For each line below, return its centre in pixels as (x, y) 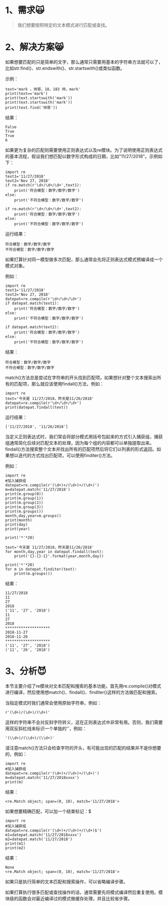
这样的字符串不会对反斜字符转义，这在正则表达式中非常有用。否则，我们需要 (84, 722)
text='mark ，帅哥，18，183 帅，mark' (43, 89)
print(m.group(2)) (24, 502)
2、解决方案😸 (34, 47)
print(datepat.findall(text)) (37, 407)
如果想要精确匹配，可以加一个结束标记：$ (48, 811)
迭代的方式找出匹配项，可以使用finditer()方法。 (66, 455)
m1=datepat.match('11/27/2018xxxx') (43, 835)
